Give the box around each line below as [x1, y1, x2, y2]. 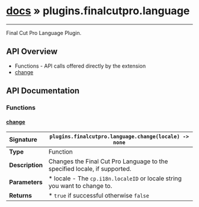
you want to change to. [48, 182, 113, 190]
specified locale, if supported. [48, 165, 131, 173]
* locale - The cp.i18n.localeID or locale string [48, 174, 182, 183]
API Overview [6, 46, 58, 57]
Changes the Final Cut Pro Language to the [48, 157, 168, 165]
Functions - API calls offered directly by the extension [14, 62, 146, 69]
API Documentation [6, 86, 80, 96]
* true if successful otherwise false [48, 192, 149, 200]
